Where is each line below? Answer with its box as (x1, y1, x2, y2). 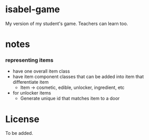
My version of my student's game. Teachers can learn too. (5, 20, 129, 27)
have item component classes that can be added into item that (12, 74, 144, 80)
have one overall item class (12, 68, 70, 75)
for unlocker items (12, 90, 51, 96)
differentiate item (12, 79, 49, 85)
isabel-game (5, 4, 60, 15)
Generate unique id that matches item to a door (20, 96, 120, 102)
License (5, 113, 40, 125)
